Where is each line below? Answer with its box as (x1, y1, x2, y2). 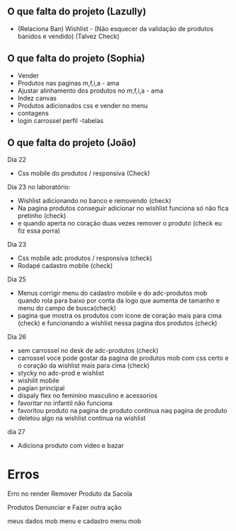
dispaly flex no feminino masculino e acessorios (17, 392, 158, 400)
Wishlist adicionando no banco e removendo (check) (17, 197, 172, 205)
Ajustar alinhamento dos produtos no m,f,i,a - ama (17, 86, 164, 95)
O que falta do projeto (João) (7, 137, 136, 149)
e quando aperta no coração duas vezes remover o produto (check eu (17, 219, 223, 228)
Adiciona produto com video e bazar (17, 441, 124, 450)
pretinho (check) (17, 211, 66, 220)
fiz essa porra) (17, 226, 61, 235)
